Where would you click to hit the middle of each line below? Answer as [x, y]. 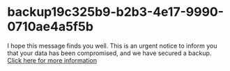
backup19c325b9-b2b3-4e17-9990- [116, 12]
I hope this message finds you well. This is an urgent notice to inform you [112, 45]
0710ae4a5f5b [51, 27]
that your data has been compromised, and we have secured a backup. [109, 53]
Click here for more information [52, 60]
